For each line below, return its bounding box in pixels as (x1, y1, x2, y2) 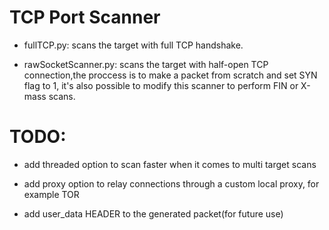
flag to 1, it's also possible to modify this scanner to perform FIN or (23, 79, 299, 91)
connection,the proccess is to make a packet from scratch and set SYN (23, 69, 318, 81)
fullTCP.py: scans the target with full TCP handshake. (23, 39, 244, 51)
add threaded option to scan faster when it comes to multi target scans (23, 158, 317, 170)
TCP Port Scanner (9, 6, 161, 29)
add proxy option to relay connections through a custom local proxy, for (23, 177, 320, 190)
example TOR (23, 188, 80, 200)
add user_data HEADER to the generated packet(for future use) (23, 207, 284, 220)
